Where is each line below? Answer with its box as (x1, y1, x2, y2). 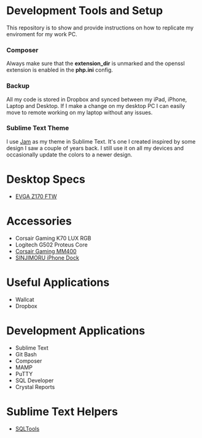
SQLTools (15, 425, 40, 432)
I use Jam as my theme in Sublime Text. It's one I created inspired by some (6, 137, 196, 145)
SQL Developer (15, 377, 54, 384)
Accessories (6, 214, 72, 228)
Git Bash (15, 350, 37, 358)
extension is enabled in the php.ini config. (6, 66, 114, 74)
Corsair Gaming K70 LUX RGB (15, 234, 91, 242)
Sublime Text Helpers (6, 404, 118, 418)
